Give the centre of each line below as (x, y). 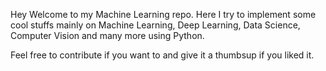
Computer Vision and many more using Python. (107, 35)
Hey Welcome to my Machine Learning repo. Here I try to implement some (163, 14)
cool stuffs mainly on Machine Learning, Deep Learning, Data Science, (155, 25)
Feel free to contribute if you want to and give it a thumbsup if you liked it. (162, 55)
